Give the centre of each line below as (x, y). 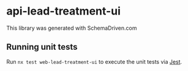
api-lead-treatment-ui (64, 11)
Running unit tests (42, 47)
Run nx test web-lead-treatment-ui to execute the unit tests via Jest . (94, 61)
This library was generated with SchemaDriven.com (72, 28)
